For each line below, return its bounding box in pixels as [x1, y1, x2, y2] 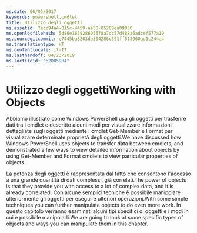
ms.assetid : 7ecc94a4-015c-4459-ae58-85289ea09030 [6, 25, 133, 31]
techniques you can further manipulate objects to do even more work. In [6, 201, 181, 209]
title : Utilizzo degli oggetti [6, 19, 83, 25]
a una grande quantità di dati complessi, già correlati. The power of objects [6, 177, 186, 184]
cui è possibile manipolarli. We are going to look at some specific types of [6, 214, 183, 221]
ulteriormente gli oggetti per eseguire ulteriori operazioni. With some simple [6, 195, 188, 202]
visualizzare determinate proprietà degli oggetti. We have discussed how [6, 134, 181, 141]
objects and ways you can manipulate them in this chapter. [6, 220, 149, 227]
